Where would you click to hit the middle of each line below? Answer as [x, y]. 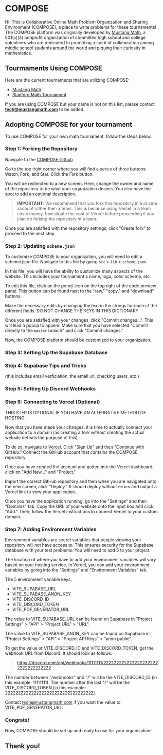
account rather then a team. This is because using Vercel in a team [84, 208]
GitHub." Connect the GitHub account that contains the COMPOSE [71, 452]
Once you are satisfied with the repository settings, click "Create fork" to [78, 228]
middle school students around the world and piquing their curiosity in [75, 48]
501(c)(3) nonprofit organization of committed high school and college [75, 37]
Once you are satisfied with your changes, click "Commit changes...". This [79, 320]
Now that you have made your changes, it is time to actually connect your [79, 427]
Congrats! [17, 720]
